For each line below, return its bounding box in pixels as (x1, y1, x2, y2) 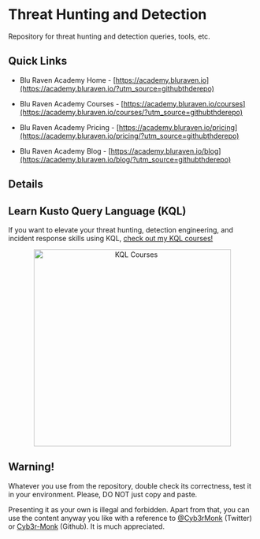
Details (8, 177, 43, 191)
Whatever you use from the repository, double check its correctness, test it (8, 481, 252, 490)
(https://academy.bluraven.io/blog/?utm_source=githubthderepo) (19, 154, 231, 164)
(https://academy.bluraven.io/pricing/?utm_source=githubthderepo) (19, 131, 240, 140)
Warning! (8, 460, 55, 474)
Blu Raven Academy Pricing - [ (19, 122, 120, 132)
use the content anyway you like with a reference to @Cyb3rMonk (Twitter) (8, 513, 252, 522)
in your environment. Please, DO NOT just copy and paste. (8, 489, 198, 499)
